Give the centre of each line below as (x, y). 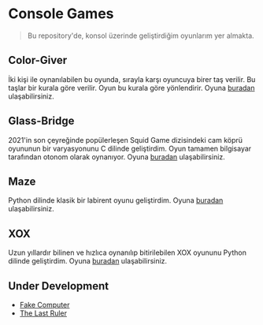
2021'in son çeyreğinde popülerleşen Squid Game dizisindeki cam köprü (125, 140)
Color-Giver (38, 60)
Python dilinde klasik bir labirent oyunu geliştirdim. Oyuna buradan (116, 200)
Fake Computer (44, 305)
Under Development (58, 286)
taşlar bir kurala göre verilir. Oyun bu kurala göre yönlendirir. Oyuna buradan (131, 88)
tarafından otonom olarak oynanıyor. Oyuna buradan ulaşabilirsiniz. (117, 157)
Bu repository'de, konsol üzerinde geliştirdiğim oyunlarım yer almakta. (141, 35)
